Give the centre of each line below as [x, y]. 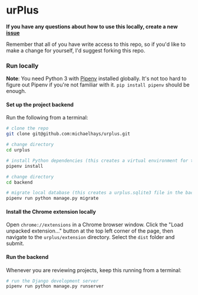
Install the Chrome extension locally [51, 211]
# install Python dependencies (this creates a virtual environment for [97, 160]
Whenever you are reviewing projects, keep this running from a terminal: [94, 270]
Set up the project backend [40, 104]
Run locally [22, 65]
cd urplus [18, 150]
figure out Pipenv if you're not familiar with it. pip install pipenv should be [98, 85]
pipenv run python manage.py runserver [55, 286]
